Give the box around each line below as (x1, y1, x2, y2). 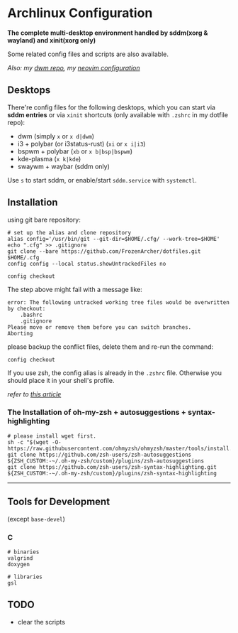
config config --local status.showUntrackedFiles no (7, 260, 166, 267)
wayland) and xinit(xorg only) (7, 36, 96, 44)
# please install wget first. (7, 432, 97, 440)
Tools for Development (7, 496, 110, 508)
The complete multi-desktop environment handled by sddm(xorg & (7, 28, 208, 37)
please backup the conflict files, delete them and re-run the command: (7, 342, 214, 351)
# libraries (7, 573, 42, 580)
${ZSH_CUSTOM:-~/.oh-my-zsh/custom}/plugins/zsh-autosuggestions (7, 457, 204, 465)
